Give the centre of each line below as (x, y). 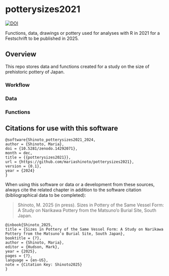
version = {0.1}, (23, 167)
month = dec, (19, 153)
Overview (21, 54)
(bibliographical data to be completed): (46, 195)
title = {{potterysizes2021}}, (38, 157)
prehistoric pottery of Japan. (35, 72)
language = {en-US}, (27, 260)
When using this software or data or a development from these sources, (80, 185)
